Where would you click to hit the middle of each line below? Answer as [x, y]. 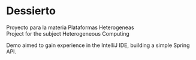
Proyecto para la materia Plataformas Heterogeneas [70, 27]
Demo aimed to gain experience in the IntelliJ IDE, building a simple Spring [98, 45]
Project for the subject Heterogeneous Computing [68, 33]
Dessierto [31, 11]
